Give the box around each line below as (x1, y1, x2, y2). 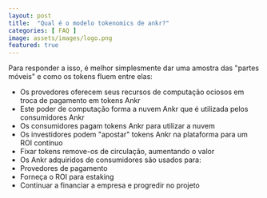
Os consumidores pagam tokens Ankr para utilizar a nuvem (19, 121, 216, 131)
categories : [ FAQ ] (8, 26, 78, 34)
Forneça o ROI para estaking (19, 172, 114, 182)
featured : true (8, 42, 59, 49)
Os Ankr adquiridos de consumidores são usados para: (19, 155, 201, 164)
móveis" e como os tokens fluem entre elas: (8, 72, 153, 81)
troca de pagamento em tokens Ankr (19, 96, 141, 105)
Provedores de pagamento (19, 164, 108, 173)
